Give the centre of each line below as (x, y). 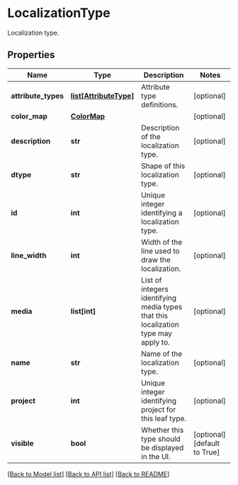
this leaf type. (164, 418)
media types (162, 306)
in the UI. (156, 457)
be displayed (163, 447)
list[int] (83, 311)
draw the (156, 260)
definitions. (160, 104)
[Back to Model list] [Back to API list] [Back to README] (89, 474)
